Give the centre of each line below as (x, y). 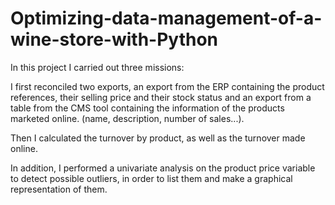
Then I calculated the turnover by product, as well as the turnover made (158, 138)
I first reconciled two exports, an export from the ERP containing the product (167, 86)
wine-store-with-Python (114, 39)
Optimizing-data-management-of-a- (166, 18)
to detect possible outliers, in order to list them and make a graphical (151, 178)
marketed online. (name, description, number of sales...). (127, 118)
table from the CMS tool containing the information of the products (147, 108)
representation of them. (59, 189)
